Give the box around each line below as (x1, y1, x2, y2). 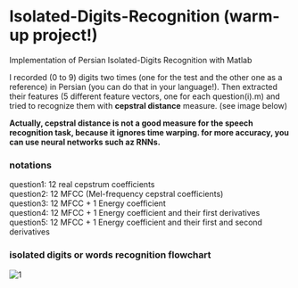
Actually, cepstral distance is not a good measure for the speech (9, 118, 253, 128)
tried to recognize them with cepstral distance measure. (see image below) (9, 100, 288, 111)
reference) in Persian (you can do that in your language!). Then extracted (9, 81, 278, 92)
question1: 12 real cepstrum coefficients (9, 179, 155, 190)
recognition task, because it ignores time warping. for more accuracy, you (9, 127, 290, 137)
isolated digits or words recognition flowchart (9, 249, 211, 261)
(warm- (223, 6, 280, 27)
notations (9, 159, 52, 171)
